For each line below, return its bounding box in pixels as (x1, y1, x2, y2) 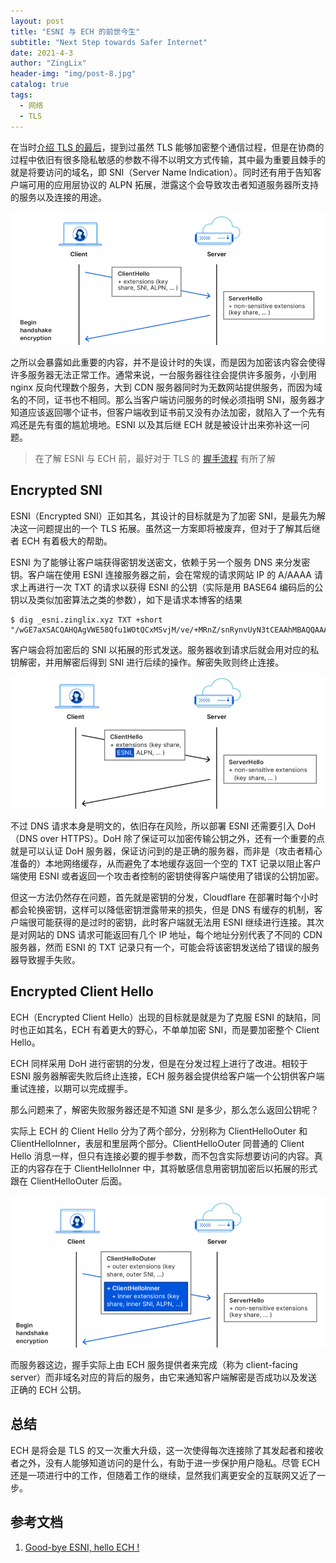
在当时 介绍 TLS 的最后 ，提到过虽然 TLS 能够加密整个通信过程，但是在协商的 (10, 141, 325, 153)
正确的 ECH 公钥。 (10, 1384, 87, 1395)
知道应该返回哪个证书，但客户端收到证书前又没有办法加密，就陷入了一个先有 (10, 406, 326, 418)
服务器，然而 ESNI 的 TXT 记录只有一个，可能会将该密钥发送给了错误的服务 (10, 941, 320, 954)
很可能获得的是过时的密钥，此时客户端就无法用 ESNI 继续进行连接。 (27, 916, 307, 929)
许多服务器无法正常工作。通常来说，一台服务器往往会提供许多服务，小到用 (10, 368, 317, 380)
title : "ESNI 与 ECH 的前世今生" (10, 26, 141, 37)
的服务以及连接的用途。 (10, 191, 107, 203)
